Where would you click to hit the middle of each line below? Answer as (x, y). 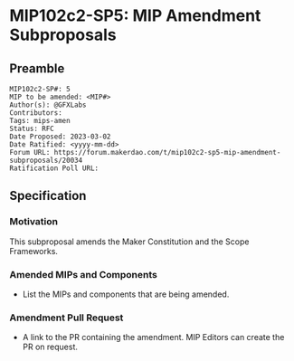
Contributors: (36, 113)
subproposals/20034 (46, 160)
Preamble (37, 68)
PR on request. (50, 347)
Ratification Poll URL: (54, 168)
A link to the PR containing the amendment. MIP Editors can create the (153, 337)
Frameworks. (34, 251)
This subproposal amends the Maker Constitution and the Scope (129, 242)
